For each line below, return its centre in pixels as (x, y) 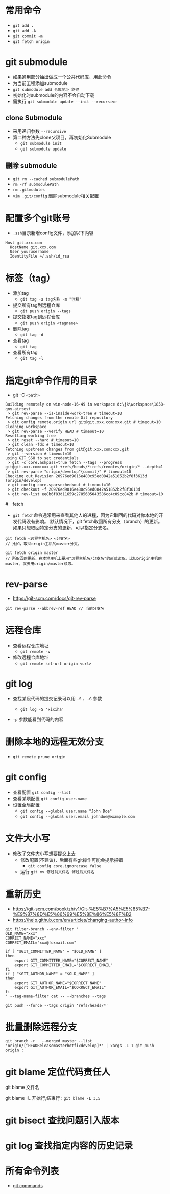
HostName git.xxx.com (33, 247)
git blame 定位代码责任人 (58, 1072)
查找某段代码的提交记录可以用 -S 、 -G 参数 (57, 699)
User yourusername (30, 252)
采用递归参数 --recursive (39, 131)
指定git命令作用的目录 (51, 381)
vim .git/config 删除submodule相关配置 (56, 196)
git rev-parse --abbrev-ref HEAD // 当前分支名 (55, 609)
